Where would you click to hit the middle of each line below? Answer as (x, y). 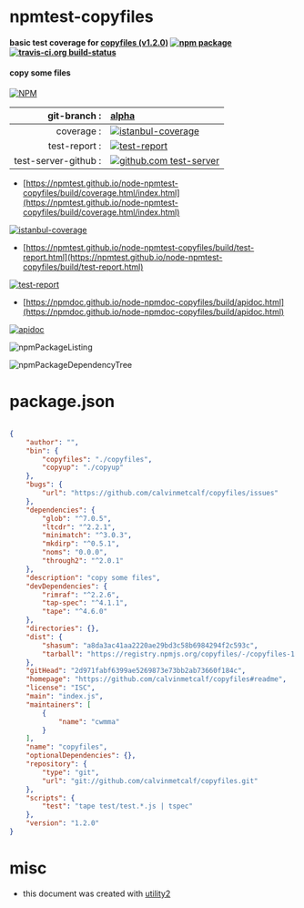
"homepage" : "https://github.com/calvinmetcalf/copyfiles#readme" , (156, 679)
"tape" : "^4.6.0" (75, 612)
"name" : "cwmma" (89, 721)
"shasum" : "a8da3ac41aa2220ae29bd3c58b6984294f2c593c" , (150, 645)
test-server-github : (58, 160)
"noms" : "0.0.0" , (75, 553)
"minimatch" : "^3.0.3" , (87, 536)
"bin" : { (42, 451)
